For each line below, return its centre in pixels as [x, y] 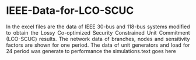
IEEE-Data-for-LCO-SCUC [70, 11]
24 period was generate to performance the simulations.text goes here [91, 51]
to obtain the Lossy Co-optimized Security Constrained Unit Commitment [98, 32]
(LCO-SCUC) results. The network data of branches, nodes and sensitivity [98, 39]
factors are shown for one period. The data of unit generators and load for [98, 45]
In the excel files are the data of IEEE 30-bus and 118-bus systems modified [98, 27]
